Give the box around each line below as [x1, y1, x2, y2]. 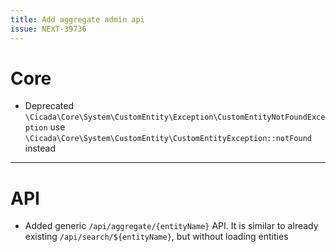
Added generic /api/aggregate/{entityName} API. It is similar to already [24, 220, 319, 232]
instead [24, 142, 57, 155]
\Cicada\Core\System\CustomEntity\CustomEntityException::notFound [24, 134, 312, 144]
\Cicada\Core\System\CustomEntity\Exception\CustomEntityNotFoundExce [24, 112, 326, 123]
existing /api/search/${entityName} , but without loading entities [24, 231, 289, 243]
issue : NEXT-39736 [10, 24, 87, 34]
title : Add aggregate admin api [10, 14, 145, 25]
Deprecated [24, 100, 75, 112]
